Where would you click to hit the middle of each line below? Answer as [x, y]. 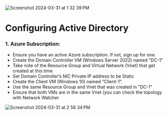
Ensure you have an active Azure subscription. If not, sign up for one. [84, 55]
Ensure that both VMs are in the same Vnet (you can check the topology [87, 92]
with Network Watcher [36, 98]
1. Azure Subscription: [33, 44]
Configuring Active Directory [67, 28]
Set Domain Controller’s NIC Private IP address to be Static [73, 76]
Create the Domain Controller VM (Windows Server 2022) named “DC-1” [88, 60]
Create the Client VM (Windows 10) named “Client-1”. [67, 82]
